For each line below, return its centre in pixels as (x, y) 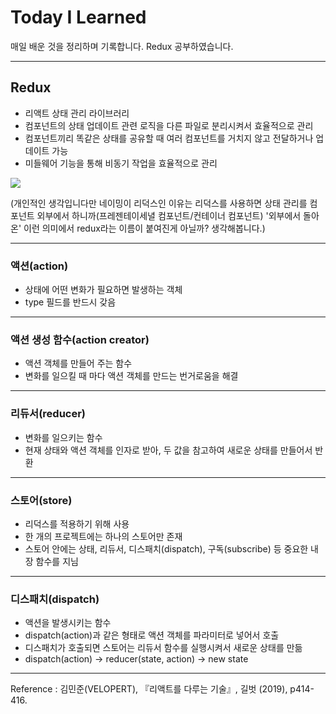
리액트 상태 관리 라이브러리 (77, 113)
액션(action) (39, 266)
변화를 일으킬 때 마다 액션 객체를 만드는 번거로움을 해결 (131, 376)
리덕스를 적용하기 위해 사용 (77, 523)
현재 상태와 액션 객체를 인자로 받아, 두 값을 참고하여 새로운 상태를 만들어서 (168, 450)
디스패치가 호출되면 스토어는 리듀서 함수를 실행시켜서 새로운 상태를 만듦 (163, 648)
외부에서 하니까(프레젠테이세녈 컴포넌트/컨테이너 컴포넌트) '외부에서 (169, 215)
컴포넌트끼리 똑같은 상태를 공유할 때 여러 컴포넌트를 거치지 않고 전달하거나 (169, 138)
